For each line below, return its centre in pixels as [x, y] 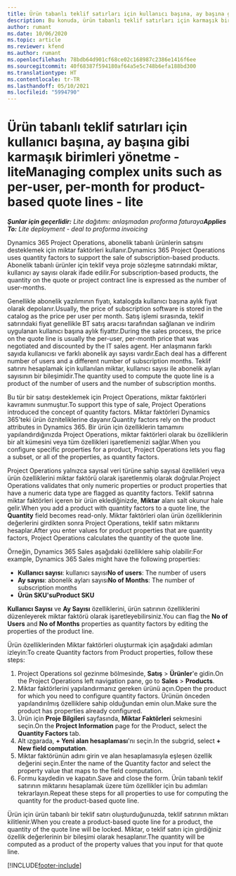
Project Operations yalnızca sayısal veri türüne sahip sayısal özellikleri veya [116, 471]
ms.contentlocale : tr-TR [44, 79]
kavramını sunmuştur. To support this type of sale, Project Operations [107, 405]
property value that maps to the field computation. [90, 771]
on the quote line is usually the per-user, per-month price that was [103, 339]
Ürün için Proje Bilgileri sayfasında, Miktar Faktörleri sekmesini [110, 718]
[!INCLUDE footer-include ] [45, 865]
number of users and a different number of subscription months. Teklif [109, 361]
